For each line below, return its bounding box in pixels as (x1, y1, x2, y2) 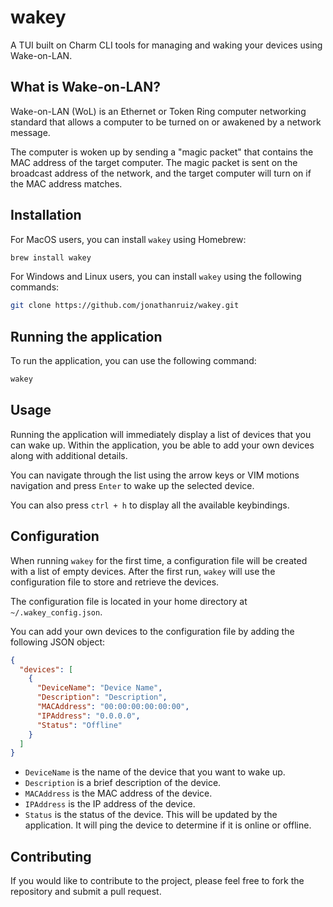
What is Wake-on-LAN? (10, 79, 162, 96)
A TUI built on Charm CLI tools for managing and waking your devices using (10, 39, 323, 51)
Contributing (10, 848, 92, 865)
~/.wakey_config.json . (10, 606, 103, 618)
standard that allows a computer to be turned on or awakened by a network (10, 116, 322, 128)
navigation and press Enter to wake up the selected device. (10, 479, 255, 491)
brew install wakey (10, 252, 92, 263)
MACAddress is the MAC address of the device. (24, 787, 213, 800)
